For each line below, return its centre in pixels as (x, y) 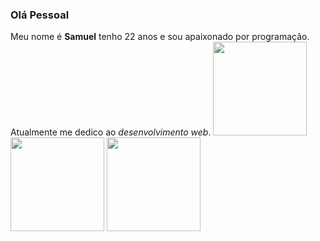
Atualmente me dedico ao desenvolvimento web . (111, 132)
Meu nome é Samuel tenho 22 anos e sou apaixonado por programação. (160, 37)
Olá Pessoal (40, 15)
